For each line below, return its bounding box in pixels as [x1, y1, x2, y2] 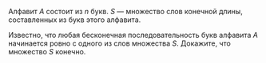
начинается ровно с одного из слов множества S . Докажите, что [8, 39, 232, 48]
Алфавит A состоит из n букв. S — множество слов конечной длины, [8, 7, 244, 16]
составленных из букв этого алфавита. [8, 15, 141, 24]
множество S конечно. [8, 47, 86, 56]
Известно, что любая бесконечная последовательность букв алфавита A [8, 31, 258, 39]
